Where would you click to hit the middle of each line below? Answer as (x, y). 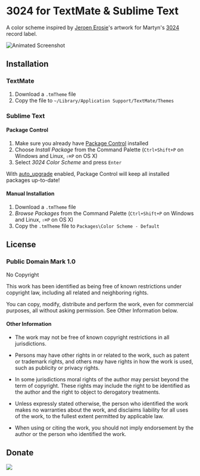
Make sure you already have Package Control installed (82, 143)
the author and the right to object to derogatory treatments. (87, 392)
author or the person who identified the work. (71, 434)
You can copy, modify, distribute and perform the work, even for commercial (100, 304)
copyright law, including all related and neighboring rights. (77, 293)
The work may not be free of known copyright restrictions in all (92, 337)
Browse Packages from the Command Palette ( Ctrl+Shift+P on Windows (104, 213)
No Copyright (23, 275)
